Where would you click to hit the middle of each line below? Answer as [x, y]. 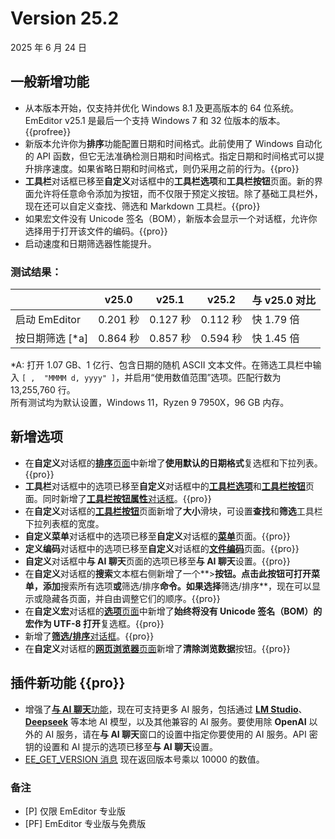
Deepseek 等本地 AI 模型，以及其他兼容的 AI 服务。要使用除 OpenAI [165, 721]
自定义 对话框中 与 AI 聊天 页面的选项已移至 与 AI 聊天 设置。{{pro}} [157, 561]
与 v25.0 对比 [284, 300]
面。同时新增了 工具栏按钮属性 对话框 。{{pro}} [118, 498]
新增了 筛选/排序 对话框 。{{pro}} [89, 636]
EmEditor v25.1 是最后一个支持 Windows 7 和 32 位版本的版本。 [155, 120]
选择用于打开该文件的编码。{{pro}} [96, 231]
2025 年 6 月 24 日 [48, 47]
